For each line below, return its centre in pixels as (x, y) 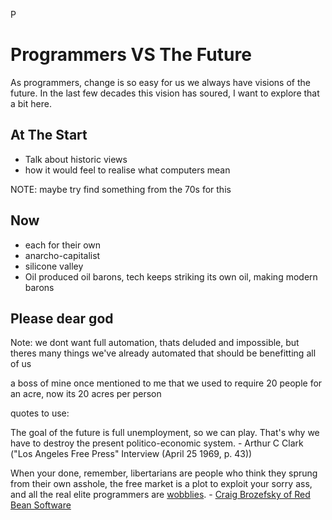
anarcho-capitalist (62, 255)
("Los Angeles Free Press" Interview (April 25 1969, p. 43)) (131, 454)
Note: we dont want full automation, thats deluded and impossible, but (155, 343)
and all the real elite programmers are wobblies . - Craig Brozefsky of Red (160, 495)
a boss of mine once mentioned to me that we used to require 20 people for (166, 383)
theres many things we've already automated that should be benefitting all (163, 353)
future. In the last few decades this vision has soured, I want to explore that (165, 93)
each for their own (63, 245)
